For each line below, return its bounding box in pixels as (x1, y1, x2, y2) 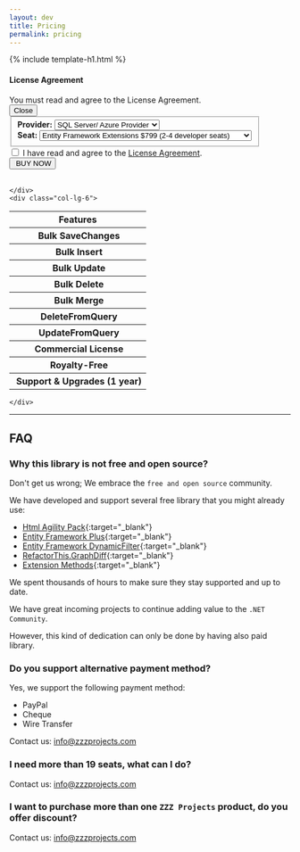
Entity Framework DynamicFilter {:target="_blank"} (21, 541, 207, 551)
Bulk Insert (54, 246, 103, 259)
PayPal (21, 699, 48, 710)
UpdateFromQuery (38, 327, 120, 339)
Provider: (17, 120, 53, 130)
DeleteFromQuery (39, 310, 118, 323)
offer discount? (9, 812, 78, 824)
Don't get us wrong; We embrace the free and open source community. (9, 477, 272, 488)
